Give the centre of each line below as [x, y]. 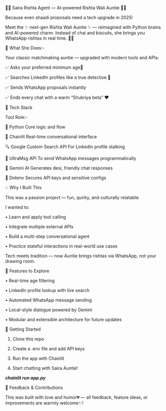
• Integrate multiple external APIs [39, 227]
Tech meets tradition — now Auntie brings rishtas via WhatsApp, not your [81, 256]
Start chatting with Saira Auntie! [45, 368]
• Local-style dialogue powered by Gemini [49, 310]
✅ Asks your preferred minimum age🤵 [44, 67]
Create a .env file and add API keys [48, 349]
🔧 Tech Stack [19, 107]
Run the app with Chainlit [38, 358]
